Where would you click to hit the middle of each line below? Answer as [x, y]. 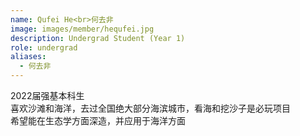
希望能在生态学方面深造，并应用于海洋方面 [98, 120]
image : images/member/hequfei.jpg [82, 29]
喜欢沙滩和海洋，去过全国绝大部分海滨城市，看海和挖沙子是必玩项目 [150, 108]
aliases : [28, 57]
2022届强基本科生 [47, 95]
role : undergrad [44, 47]
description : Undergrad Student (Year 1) [98, 38]
